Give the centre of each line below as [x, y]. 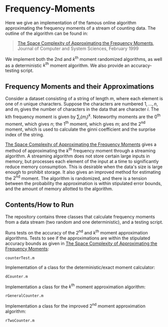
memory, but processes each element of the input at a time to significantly [82, 161]
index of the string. [25, 134]
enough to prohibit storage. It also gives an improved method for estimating [83, 172]
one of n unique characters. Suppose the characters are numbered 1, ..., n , [81, 104]
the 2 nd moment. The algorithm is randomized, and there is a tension [76, 178]
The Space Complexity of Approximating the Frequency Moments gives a [81, 144]
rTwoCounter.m [20, 321]
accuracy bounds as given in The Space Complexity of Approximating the [81, 243]
